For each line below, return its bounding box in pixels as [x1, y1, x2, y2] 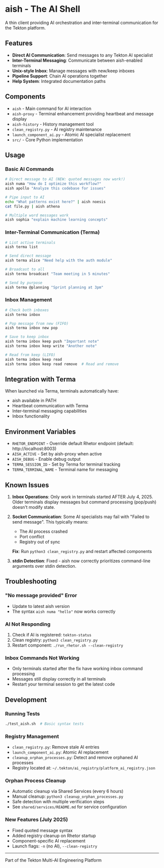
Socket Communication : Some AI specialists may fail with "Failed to [12, 514, 150, 520]
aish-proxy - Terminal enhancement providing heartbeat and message [12, 110, 154, 116]
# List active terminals [5, 240, 56, 245]
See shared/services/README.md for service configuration [12, 804, 127, 810]
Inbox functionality [12, 413, 50, 419]
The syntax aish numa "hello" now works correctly [12, 608, 116, 614]
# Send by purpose [5, 280, 42, 285]
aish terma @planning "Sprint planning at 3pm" [5, 285, 104, 290]
